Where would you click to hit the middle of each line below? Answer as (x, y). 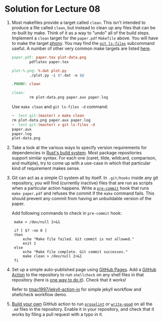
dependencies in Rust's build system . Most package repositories (77, 153)
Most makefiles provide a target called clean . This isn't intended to (79, 22)
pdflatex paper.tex (49, 62)
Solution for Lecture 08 (52, 9)
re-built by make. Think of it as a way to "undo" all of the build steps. (81, 33)
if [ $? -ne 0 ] (31, 231)
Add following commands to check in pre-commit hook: (67, 213)
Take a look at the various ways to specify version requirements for (79, 148)
